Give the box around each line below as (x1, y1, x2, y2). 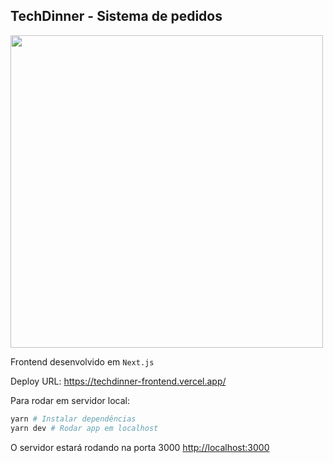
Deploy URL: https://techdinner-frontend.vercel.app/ (10, 375, 227, 387)
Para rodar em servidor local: (10, 394, 130, 406)
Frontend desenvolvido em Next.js (10, 355, 155, 368)
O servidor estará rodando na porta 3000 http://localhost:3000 (10, 441, 270, 453)
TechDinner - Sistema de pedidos (10, 8, 223, 25)
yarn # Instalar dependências (10, 414, 137, 424)
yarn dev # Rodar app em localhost (10, 423, 159, 433)
